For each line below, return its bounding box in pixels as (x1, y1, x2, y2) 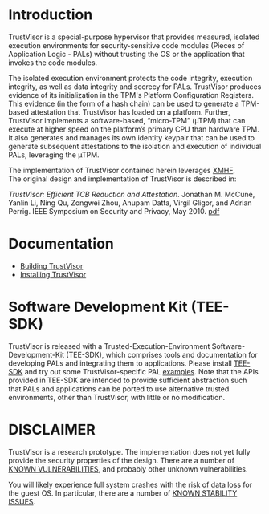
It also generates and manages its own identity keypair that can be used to (8, 132, 255, 142)
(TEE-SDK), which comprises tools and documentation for (66, 350, 259, 359)
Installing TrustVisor (19, 269, 87, 279)
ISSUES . (8, 496, 36, 506)
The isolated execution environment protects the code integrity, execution (8, 73, 253, 83)
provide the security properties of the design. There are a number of (8, 455, 235, 465)
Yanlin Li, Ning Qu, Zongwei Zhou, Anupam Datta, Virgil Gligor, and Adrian (8, 198, 252, 208)
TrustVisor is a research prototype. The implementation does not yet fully (8, 447, 251, 456)
